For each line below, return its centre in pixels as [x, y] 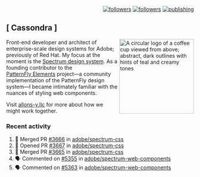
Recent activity [29, 126]
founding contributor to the [39, 67]
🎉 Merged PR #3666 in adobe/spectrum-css [69, 139]
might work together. [32, 111]
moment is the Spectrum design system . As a [62, 61]
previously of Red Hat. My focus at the [53, 55]
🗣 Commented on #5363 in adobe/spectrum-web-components [93, 167]
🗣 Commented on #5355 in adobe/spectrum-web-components [93, 159]
